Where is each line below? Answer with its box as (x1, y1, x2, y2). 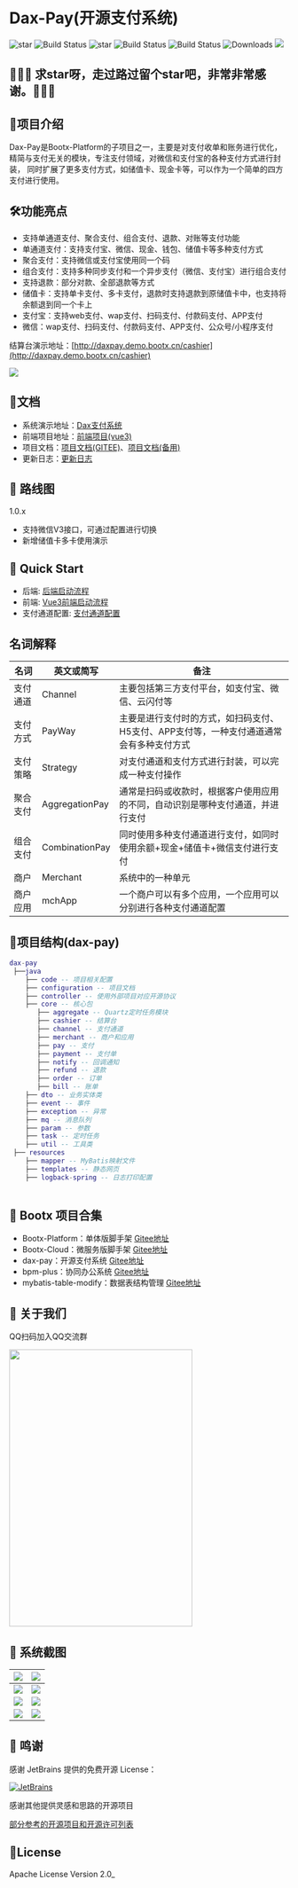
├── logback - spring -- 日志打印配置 (25, 1172, 153, 1182)
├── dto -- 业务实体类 (25, 1091, 102, 1100)
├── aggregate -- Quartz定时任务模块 (36, 1008, 169, 1017)
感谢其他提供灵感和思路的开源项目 (9, 1799, 134, 1810)
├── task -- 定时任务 (25, 1132, 100, 1140)
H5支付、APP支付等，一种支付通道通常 (119, 725, 283, 738)
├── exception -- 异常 (25, 1107, 106, 1116)
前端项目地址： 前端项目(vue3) (21, 431, 132, 442)
